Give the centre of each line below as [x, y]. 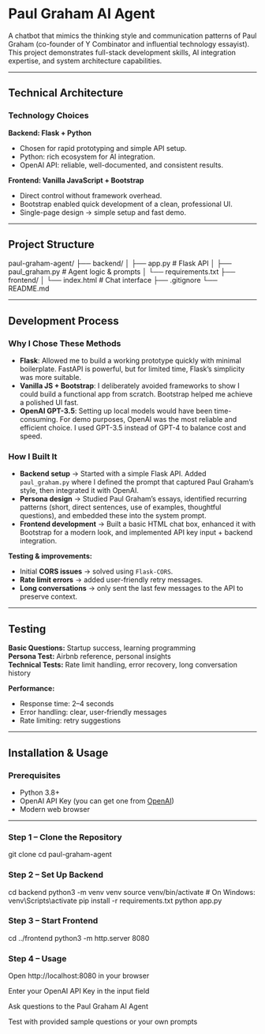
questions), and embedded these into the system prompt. [113, 516]
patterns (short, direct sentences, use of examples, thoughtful [120, 507]
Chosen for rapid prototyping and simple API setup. [103, 148]
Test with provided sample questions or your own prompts [103, 1022]
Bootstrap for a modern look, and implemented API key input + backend [136, 532]
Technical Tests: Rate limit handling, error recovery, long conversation [123, 665]
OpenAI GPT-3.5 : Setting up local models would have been [116, 411]
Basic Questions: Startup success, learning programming [102, 648]
